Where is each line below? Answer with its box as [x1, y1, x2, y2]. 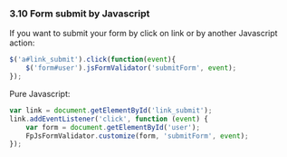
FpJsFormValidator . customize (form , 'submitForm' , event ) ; [25, 131, 249, 141]
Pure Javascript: [9, 88, 71, 99]
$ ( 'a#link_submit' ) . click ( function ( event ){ [9, 55, 177, 64]
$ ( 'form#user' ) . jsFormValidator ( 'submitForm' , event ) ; [25, 64, 237, 73]
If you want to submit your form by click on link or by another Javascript [9, 28, 278, 39]
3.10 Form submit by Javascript [9, 7, 150, 20]
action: [9, 37, 35, 48]
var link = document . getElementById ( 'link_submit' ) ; [9, 105, 213, 115]
